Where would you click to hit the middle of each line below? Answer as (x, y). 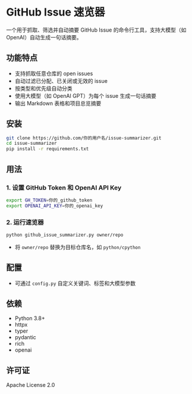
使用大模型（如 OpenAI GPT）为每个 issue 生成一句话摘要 (85, 95)
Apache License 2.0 (31, 385)
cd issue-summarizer (32, 144)
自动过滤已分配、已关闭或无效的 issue (61, 80)
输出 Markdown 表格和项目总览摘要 (58, 103)
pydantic (26, 337)
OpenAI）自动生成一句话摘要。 (44, 37)
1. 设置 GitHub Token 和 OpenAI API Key (64, 187)
